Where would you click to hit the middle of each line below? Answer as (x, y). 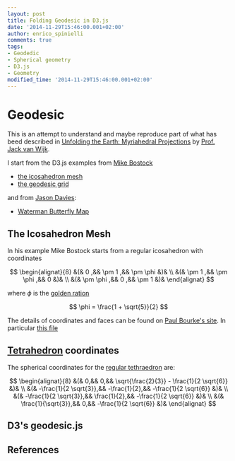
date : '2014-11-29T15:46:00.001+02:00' (66, 27)
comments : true (30, 40)
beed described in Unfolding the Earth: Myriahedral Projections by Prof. (111, 141)
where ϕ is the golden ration (48, 293)
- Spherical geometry (39, 60)
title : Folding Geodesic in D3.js (58, 21)
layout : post (26, 14)
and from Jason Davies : (42, 198)
